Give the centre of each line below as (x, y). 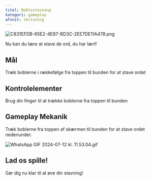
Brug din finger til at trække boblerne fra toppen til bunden (67, 101)
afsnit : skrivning (25, 19)
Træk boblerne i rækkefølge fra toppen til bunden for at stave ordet (75, 73)
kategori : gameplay (26, 15)
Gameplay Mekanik (36, 117)
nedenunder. (19, 134)
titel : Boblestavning (28, 10)
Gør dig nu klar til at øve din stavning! (44, 173)
